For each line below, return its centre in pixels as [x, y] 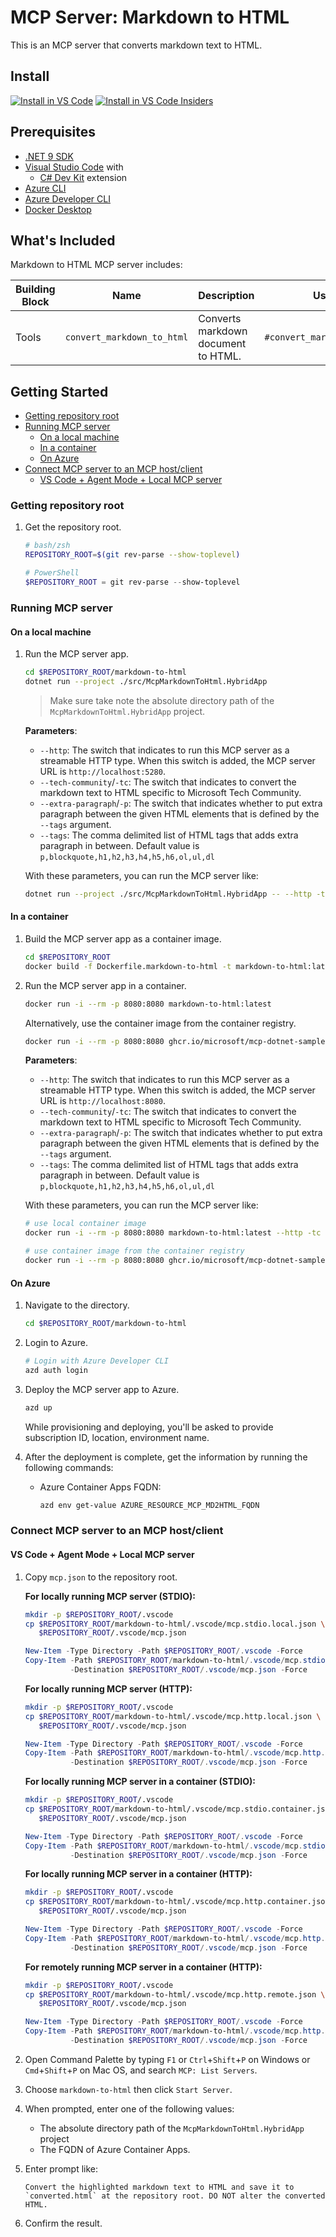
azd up [38, 1407]
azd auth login [56, 1370]
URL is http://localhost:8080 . [102, 1101]
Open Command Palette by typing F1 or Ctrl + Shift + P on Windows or [167, 2059]
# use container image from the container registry [134, 1251]
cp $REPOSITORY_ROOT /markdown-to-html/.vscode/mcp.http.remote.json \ [175, 1994]
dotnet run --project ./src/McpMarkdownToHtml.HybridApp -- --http [168, 894]
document [222, 344]
